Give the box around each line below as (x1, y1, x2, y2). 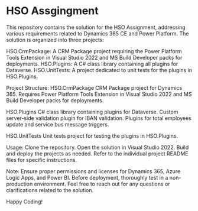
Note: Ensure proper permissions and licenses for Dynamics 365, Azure (6, 167, 181, 175)
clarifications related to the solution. (6, 186, 94, 193)
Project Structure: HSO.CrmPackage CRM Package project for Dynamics (6, 84, 182, 91)
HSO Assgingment (6, 4, 99, 18)
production (6, 180, 33, 187)
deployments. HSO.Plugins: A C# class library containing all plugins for (6, 60, 178, 67)
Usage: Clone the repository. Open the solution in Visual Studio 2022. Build (6, 144, 189, 151)
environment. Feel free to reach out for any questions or (34, 180, 170, 187)
